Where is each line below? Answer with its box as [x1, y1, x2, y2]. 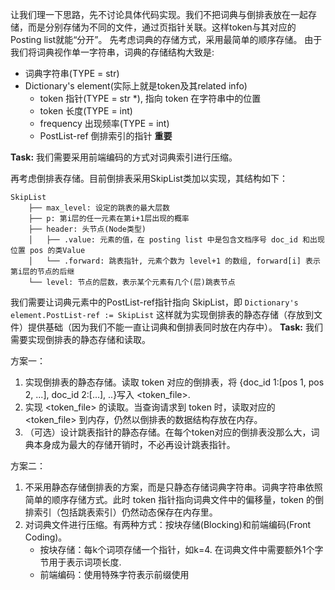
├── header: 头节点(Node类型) [28, 224, 147, 234]
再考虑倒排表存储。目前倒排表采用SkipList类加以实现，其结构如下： [10, 173, 288, 184]
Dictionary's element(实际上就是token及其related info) [24, 80, 248, 92]
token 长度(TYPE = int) [39, 105, 133, 117]
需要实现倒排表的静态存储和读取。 [10, 334, 151, 345]
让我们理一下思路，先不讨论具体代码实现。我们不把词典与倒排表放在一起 [10, 9, 308, 20]
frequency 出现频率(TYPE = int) [39, 118, 170, 129]
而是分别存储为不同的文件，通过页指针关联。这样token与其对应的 [27, 21, 297, 33]
